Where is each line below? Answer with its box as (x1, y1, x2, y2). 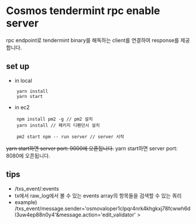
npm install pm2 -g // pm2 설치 (16, 116, 93, 122)
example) (14, 198, 37, 206)
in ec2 (14, 104, 30, 111)
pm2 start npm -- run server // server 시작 (16, 134, 125, 140)
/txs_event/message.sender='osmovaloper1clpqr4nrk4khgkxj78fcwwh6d (14, 205, 191, 212)
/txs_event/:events (14, 185, 60, 192)
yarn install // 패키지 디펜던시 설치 (16, 122, 100, 128)
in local (14, 77, 32, 84)
